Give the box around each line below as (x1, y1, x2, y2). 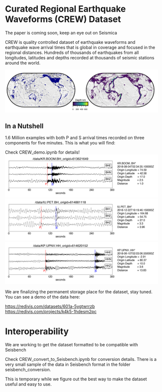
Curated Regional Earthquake (5, 3, 126, 15)
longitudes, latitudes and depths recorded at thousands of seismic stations (5, 54, 154, 60)
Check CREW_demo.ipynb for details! (5, 149, 80, 155)
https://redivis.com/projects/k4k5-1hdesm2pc (5, 309, 97, 315)
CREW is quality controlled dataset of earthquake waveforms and (5, 39, 136, 45)
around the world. (5, 60, 41, 66)
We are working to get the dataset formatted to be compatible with (5, 342, 138, 348)
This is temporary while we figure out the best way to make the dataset (5, 376, 147, 382)
